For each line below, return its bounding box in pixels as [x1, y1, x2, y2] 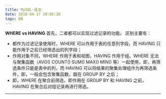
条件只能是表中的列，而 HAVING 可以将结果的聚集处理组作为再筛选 [16, 65, 153, 71]
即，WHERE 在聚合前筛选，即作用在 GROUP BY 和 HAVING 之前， [12, 77, 147, 83]
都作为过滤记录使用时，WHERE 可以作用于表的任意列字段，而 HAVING [12, 41, 156, 47]
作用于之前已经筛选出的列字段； [16, 47, 82, 53]
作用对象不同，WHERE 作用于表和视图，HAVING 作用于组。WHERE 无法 [12, 53, 159, 59]
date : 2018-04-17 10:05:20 [5, 12, 61, 17]
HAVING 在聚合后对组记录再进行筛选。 [12, 84, 91, 90]
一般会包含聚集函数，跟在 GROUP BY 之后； [29, 72, 120, 77]
